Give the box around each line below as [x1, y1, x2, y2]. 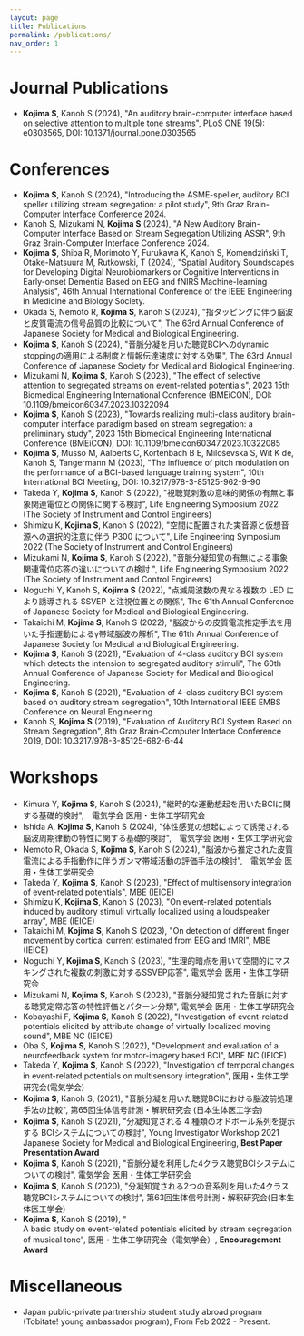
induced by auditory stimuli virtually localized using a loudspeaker [22, 906, 270, 917]
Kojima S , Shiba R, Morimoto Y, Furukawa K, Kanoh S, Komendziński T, [22, 248, 289, 258]
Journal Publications [9, 78, 170, 98]
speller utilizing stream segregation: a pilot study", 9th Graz [22, 199, 245, 210]
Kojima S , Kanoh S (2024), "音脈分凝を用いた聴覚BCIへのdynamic [22, 339, 270, 350]
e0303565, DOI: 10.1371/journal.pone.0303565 [22, 127, 197, 138]
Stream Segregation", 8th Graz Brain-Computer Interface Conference [22, 725, 282, 737]
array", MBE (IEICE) [22, 916, 95, 926]
